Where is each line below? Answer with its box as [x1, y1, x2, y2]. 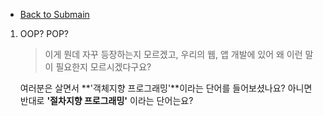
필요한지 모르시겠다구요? [55, 61, 152, 73]
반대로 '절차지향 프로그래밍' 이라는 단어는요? [19, 95, 194, 106]
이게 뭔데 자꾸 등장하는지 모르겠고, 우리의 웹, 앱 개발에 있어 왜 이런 [44, 49, 303, 60]
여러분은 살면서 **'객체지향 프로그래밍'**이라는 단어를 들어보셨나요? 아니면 [19, 82, 313, 94]
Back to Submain [19, 9, 90, 20]
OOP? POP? [19, 28, 69, 39]
